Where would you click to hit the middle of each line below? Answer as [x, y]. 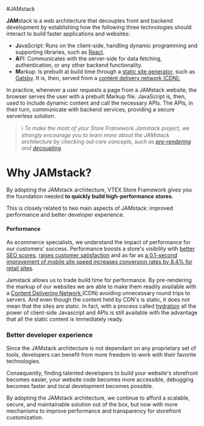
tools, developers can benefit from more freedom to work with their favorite [101, 355]
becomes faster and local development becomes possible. [80, 386]
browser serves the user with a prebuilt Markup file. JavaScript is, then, [96, 96]
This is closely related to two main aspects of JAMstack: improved [90, 208]
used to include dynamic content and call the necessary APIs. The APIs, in [100, 103]
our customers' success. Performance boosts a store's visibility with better [101, 249]
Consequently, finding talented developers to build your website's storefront [102, 373]
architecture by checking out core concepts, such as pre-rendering [106, 141]
